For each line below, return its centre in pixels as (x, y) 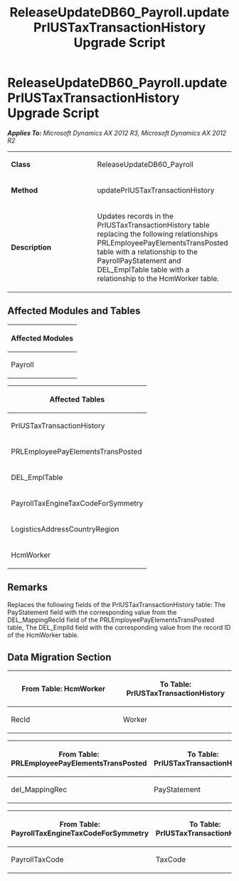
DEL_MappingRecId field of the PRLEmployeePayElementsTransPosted (111, 620)
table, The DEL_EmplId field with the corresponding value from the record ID (119, 627)
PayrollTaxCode (37, 860)
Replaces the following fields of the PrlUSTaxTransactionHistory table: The (117, 604)
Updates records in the (136, 216)
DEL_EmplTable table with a (143, 270)
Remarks (28, 587)
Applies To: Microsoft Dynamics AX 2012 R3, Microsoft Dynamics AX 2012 (117, 133)
